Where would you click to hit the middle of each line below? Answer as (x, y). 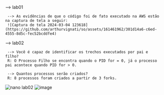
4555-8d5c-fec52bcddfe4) (31, 34)
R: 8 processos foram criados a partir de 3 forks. (62, 78)
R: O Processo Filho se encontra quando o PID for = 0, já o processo (82, 61)
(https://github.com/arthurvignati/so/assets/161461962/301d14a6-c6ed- (81, 29)
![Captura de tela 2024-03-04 (39, 25)
